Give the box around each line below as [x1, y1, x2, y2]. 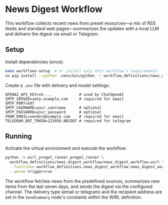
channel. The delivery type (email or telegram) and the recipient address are [5, 188, 162, 194]
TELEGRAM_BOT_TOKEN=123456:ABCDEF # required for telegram [5, 118, 131, 124]
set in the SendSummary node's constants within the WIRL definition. [5, 194, 142, 200]
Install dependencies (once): [5, 59, 64, 65]
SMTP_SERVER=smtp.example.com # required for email [5, 96, 124, 101]
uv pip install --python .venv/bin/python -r [5, 73, 101, 78]
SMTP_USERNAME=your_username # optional [5, 105, 101, 110]
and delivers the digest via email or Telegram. [5, 31, 99, 37]
